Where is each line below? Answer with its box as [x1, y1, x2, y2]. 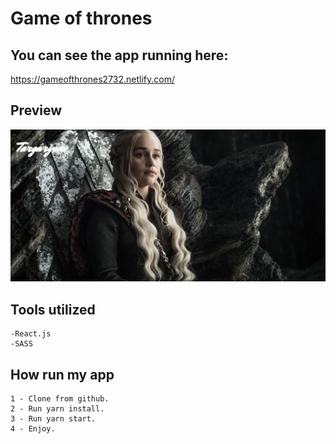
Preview [10, 102, 63, 119]
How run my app [10, 366, 115, 383]
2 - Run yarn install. [10, 404, 105, 414]
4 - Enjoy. [10, 424, 56, 434]
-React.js [10, 329, 52, 339]
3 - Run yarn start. [10, 414, 97, 424]
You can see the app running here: [10, 47, 229, 64]
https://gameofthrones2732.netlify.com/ [10, 73, 176, 85]
